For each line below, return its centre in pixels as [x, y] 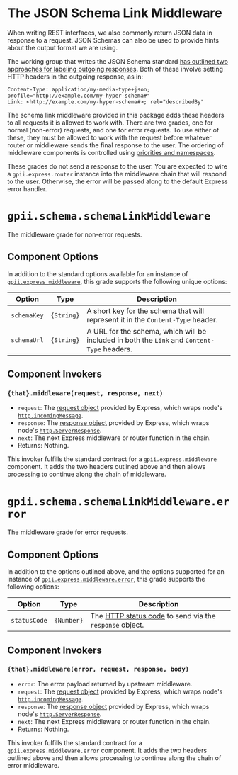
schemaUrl [27, 340]
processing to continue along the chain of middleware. [87, 474]
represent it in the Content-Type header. [152, 319]
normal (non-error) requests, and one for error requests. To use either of [113, 130]
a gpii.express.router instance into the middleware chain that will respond [117, 174]
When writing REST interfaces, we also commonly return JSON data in [110, 33]
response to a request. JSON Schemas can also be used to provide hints [113, 40]
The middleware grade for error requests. [68, 532]
